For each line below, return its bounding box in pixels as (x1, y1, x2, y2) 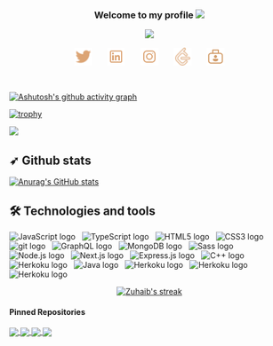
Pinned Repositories (9, 306, 86, 317)
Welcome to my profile (93, 9, 194, 21)
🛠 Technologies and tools (9, 203, 156, 218)
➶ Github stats (9, 153, 92, 168)
